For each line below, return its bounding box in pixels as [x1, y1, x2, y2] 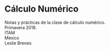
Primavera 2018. [4, 24, 37, 30]
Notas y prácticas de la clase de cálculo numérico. [4, 19, 106, 25]
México [4, 35, 19, 41]
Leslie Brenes [4, 40, 32, 46]
